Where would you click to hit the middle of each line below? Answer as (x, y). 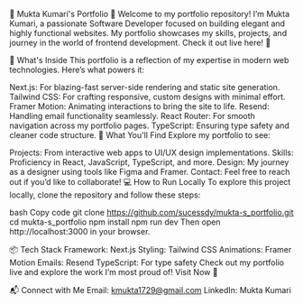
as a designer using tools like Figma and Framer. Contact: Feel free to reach (150, 172)
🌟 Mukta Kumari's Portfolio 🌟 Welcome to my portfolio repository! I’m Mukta (150, 14)
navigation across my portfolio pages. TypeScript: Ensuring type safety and (150, 125)
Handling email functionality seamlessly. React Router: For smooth (132, 116)
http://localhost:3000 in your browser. (80, 231)
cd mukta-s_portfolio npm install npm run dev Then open (115, 222)
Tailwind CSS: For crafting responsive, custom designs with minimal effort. (147, 97)
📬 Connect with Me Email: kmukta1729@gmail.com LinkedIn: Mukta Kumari (150, 290)
